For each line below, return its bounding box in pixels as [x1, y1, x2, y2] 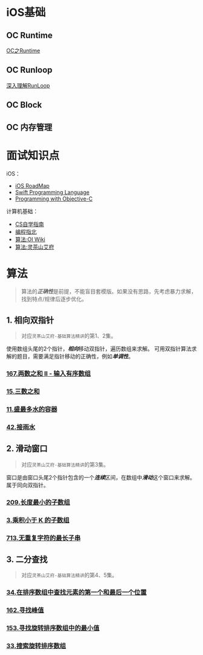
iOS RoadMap [15, 182, 50, 189]
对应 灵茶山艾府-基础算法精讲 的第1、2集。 [21, 332, 116, 340]
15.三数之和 [6, 387, 40, 396]
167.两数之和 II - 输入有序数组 [6, 369, 91, 378]
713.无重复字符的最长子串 [6, 533, 81, 542]
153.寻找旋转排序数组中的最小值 [6, 624, 100, 633]
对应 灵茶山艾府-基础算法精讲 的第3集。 [21, 461, 109, 468]
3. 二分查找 [6, 554, 48, 564]
